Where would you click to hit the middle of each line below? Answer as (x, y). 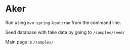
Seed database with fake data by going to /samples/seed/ (65, 32)
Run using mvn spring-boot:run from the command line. (63, 22)
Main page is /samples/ (30, 42)
